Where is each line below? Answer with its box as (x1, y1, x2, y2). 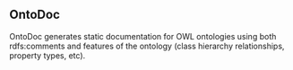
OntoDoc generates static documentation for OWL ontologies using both (9, 31, 277, 41)
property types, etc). (9, 49, 86, 61)
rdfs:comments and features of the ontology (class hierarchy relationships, (9, 40, 285, 51)
